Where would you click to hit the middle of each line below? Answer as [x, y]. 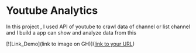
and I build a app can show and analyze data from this [71, 32]
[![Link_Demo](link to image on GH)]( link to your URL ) [71, 44]
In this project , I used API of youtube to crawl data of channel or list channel [98, 26]
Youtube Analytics [52, 11]
